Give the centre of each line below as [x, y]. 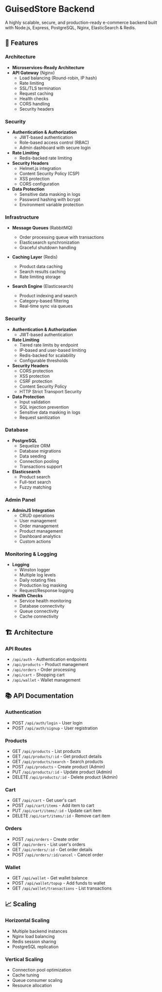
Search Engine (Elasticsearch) [43, 286]
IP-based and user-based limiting [53, 350]
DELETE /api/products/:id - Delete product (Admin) [65, 777]
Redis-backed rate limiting [45, 158]
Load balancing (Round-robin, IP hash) [58, 78]
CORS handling [35, 104]
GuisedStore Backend [50, 9]
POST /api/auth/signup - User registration [55, 728]
